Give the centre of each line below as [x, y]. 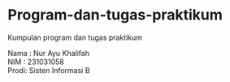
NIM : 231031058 [36, 62]
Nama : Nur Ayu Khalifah [49, 53]
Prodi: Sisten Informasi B [49, 70]
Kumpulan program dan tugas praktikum [75, 37]
